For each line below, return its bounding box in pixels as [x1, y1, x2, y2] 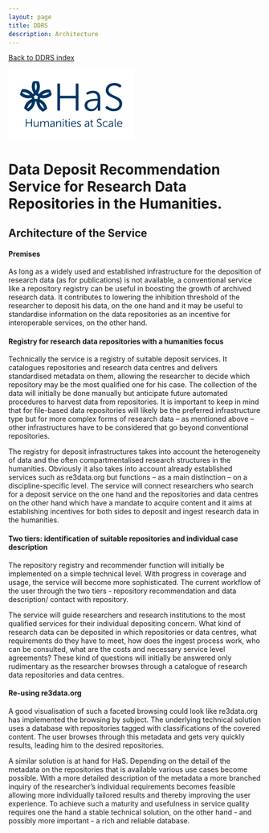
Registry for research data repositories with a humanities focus [8, 336, 224, 346]
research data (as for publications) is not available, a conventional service [8, 275, 253, 285]
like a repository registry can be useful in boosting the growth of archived [8, 284, 251, 294]
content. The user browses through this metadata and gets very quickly [8, 732, 245, 741]
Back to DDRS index [8, 53, 75, 63]
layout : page [8, 13, 52, 21]
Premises [8, 249, 41, 258]
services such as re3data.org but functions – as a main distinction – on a [8, 472, 247, 482]
